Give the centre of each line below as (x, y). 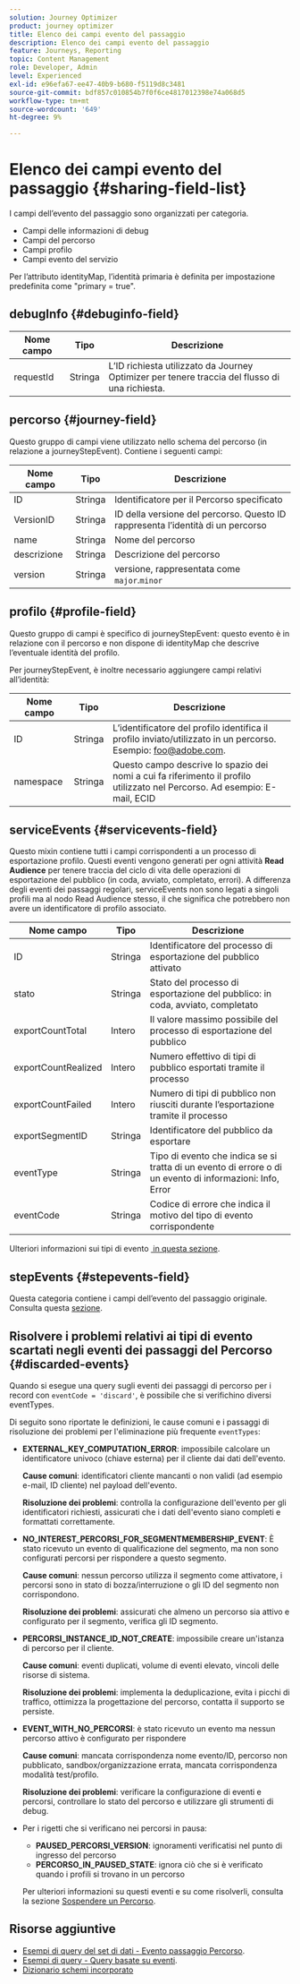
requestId (34, 377)
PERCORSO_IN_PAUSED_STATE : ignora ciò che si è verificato (149, 1864)
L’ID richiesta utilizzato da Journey (181, 365)
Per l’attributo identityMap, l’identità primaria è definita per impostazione (142, 277)
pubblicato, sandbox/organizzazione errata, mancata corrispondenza (150, 1765)
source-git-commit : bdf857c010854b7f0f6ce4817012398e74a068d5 (127, 92)
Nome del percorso (155, 540)
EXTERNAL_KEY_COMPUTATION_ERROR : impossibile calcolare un (146, 1449)
